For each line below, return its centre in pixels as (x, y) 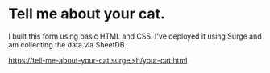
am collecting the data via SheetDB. (68, 44)
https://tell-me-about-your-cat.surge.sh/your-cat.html (98, 60)
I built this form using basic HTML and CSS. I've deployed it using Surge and (135, 36)
